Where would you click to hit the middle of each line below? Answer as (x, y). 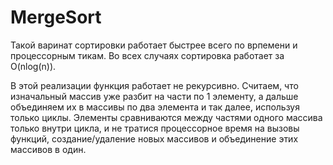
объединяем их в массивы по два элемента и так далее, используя (155, 107)
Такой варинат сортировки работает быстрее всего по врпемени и (154, 45)
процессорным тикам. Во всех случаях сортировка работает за (147, 55)
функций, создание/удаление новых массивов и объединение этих (154, 138)
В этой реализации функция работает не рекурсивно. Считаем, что (154, 85)
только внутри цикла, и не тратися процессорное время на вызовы (155, 128)
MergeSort (56, 17)
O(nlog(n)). (33, 66)
